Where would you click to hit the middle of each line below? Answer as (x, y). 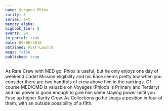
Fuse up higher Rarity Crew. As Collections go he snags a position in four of (84, 98)
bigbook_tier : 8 (22, 29)
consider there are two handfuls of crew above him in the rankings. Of (78, 82)
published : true (22, 57)
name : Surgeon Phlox (27, 10)
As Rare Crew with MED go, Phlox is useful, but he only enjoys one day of (82, 71)
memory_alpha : (20, 24)
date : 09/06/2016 (24, 43)
